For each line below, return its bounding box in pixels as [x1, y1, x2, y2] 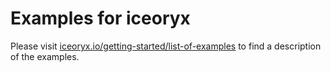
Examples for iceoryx [10, 7, 191, 30]
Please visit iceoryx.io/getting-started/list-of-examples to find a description [10, 40, 322, 52]
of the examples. [10, 50, 80, 62]
